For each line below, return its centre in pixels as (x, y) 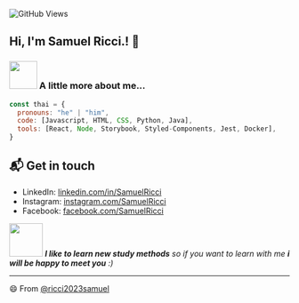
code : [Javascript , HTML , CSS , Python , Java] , (105, 121)
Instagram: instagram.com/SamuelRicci (94, 201)
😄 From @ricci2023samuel (59, 288)
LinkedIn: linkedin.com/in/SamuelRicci (92, 192)
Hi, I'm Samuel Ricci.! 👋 (74, 41)
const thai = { (37, 104)
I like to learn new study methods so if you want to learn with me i (167, 253)
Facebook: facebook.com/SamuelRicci (93, 211)
